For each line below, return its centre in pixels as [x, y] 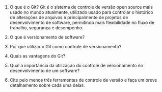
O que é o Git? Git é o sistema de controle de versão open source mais [81, 7]
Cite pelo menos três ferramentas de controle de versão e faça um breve [83, 80]
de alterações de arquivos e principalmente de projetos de [69, 17]
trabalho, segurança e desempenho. [46, 28]
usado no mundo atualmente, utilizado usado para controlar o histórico [81, 12]
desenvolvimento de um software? [45, 71]
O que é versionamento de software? [47, 37]
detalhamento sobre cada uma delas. [47, 85]
